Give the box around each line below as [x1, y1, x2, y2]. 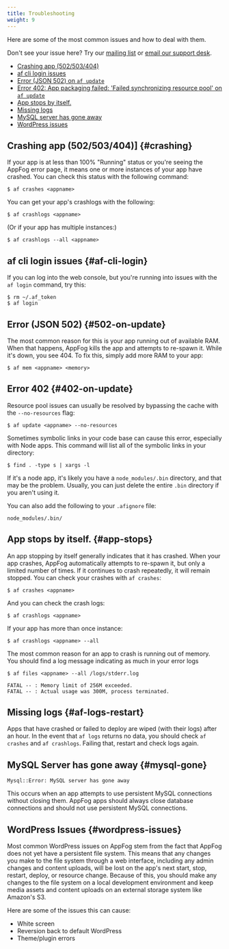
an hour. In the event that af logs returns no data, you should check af [7, 732, 206, 741]
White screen [16, 920, 55, 928]
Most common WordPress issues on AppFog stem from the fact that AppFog [7, 842, 222, 850]
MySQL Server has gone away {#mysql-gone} [7, 759, 207, 771]
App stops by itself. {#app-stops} [7, 533, 153, 545]
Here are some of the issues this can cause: [7, 906, 131, 914]
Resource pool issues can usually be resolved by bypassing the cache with [7, 401, 219, 409]
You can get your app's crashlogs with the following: [7, 198, 155, 206]
